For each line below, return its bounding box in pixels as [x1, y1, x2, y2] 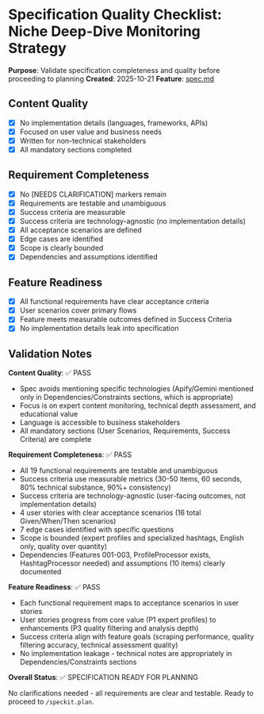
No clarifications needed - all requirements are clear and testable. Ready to [8, 689, 254, 698]
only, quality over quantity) [19, 542, 108, 551]
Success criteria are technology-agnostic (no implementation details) [19, 217, 246, 225]
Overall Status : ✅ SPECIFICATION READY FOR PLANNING [8, 673, 198, 682]
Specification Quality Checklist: [8, 6, 222, 24]
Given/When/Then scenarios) [19, 516, 117, 526]
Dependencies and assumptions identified [19, 252, 158, 262]
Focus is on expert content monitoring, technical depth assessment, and [19, 401, 256, 410]
